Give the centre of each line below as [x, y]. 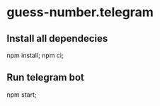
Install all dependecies [57, 39]
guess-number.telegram [80, 12]
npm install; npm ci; [35, 55]
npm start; [22, 94]
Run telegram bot [45, 77]
